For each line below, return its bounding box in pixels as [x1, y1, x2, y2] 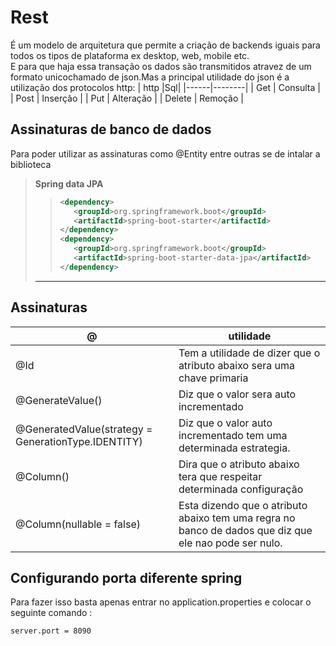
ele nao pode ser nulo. [178, 536, 283, 550]
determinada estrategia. [178, 441, 291, 455]
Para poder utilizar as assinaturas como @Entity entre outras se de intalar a [10, 147, 321, 160]
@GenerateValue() [15, 393, 103, 407]
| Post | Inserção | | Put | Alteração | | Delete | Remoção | [10, 92, 244, 104]
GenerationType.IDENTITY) [15, 434, 143, 448]
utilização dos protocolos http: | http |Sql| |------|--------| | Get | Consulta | [10, 81, 321, 93]
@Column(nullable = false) [15, 517, 141, 531]
